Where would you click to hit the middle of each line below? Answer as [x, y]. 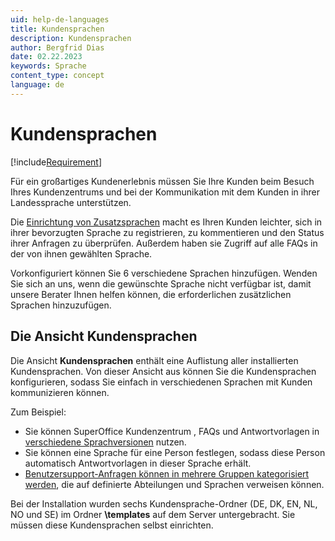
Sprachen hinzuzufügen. [61, 305]
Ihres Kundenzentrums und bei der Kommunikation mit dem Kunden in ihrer [165, 192]
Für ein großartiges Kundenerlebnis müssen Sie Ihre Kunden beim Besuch [162, 181]
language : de [37, 85]
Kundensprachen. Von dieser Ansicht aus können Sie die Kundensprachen [163, 371]
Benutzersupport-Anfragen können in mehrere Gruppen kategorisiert [167, 473]
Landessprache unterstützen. [71, 202]
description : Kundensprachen [71, 38]
